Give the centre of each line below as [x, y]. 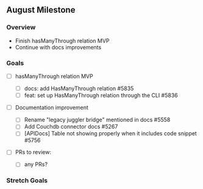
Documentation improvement [52, 108]
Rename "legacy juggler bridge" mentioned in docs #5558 [97, 120]
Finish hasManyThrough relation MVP [62, 41]
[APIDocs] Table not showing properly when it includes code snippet [110, 134]
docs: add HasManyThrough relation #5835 [79, 88]
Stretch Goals [27, 180]
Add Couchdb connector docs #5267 [71, 127]
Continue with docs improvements [58, 47]
